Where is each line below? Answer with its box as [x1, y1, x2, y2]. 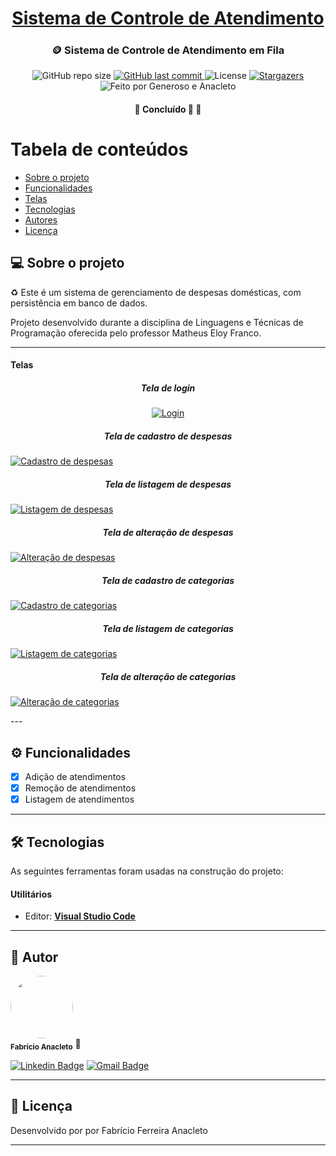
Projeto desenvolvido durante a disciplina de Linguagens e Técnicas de [10, 316, 304, 328]
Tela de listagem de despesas [104, 478, 232, 490]
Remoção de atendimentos [24, 782, 137, 794]
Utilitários [10, 888, 53, 900]
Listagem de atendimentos [24, 793, 135, 806]
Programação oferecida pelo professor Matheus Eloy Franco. [10, 327, 262, 339]
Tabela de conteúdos [10, 138, 189, 161]
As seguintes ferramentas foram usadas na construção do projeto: [10, 865, 284, 877]
